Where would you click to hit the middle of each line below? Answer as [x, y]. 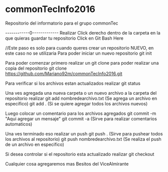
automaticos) [19, 124]
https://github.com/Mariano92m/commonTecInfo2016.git [64, 73]
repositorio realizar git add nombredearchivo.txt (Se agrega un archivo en [81, 98]
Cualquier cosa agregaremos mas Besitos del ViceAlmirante [67, 163]
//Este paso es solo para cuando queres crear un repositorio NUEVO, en [79, 48]
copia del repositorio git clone [36, 68]
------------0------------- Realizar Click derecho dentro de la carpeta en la [83, 33]
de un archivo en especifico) [35, 144]
